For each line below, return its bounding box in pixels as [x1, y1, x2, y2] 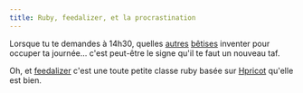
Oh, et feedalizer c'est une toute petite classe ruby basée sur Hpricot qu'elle [9, 65, 294, 76]
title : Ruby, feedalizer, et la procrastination [9, 13, 196, 23]
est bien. [9, 74, 43, 86]
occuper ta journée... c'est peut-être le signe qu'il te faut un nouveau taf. [9, 47, 280, 59]
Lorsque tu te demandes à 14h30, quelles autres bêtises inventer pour [9, 38, 270, 49]
